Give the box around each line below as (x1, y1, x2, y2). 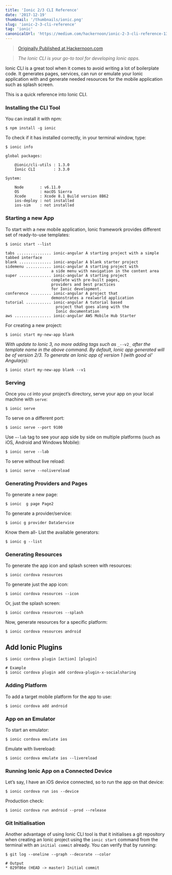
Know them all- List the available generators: (5, 529, 100, 535)
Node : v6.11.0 (14, 185, 60, 190)
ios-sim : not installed (14, 203, 74, 208)
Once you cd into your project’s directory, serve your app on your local (5, 390, 154, 397)
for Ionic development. (51, 286, 102, 292)
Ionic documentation (55, 309, 100, 314)
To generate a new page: (5, 492, 58, 498)
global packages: (5, 154, 42, 159)
